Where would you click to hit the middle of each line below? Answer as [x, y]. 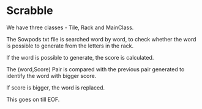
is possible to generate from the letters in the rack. [70, 46]
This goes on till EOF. [33, 99]
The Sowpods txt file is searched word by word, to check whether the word [101, 39]
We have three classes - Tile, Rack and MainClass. [70, 27]
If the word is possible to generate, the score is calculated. [80, 57]
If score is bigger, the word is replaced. [56, 87]
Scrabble [30, 11]
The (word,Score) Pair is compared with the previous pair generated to [95, 69]
